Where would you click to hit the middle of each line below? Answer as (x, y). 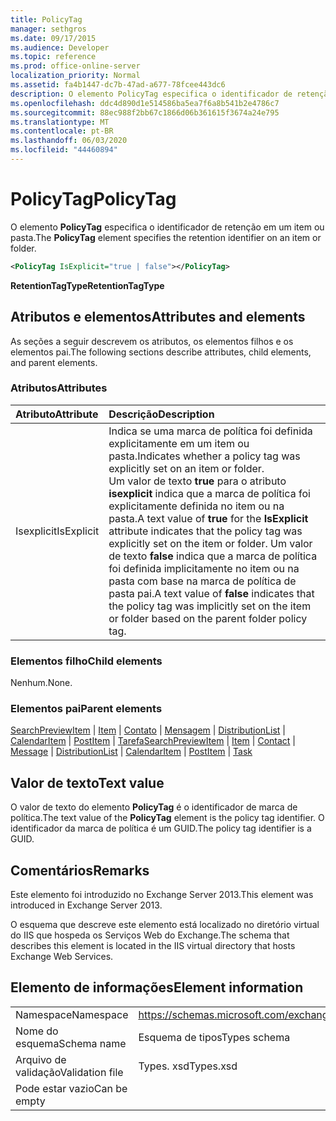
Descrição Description (161, 414)
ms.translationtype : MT (60, 122)
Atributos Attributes (59, 388)
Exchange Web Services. (62, 957)
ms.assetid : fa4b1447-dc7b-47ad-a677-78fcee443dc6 (118, 85)
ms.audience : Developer (60, 47)
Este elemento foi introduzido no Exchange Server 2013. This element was (162, 895)
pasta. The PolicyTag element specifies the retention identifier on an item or (166, 237)
